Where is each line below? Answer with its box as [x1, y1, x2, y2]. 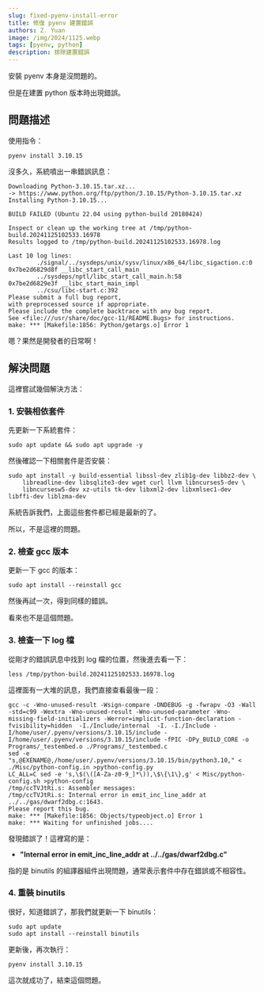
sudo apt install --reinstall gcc [8, 582, 123, 589]
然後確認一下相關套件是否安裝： [8, 456, 112, 465]
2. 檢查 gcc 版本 [8, 546, 69, 557]
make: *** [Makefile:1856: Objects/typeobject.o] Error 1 [8, 811, 203, 820]
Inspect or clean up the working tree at [8, 223, 147, 232]
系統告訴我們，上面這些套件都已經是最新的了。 [8, 507, 160, 517]
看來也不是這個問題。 [8, 613, 77, 623]
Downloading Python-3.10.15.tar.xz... [8, 182, 136, 190]
